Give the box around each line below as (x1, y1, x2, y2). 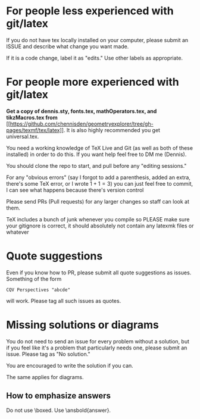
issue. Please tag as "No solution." (6, 350, 90, 358)
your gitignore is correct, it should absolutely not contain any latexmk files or (6, 222, 194, 229)
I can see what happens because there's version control (6, 186, 144, 193)
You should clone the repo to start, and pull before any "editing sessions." (6, 162, 187, 169)
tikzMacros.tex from (6, 114, 58, 121)
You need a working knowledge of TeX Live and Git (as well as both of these (6, 144, 193, 151)
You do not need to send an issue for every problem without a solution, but (6, 337, 189, 345)
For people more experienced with (6, 76, 180, 89)
